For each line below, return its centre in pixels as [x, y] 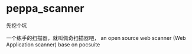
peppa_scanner [45, 9]
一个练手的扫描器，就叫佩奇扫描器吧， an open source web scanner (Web [96, 38]
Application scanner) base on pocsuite [53, 44]
